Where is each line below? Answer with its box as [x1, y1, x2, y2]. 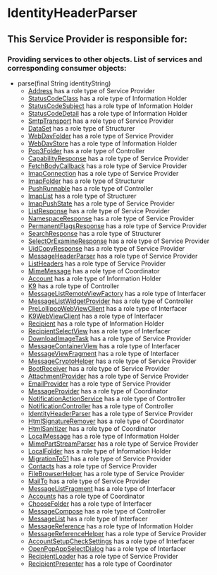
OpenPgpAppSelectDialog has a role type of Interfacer [27, 544, 187, 552]
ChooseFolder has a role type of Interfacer [27, 499, 152, 508]
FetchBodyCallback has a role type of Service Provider [27, 161, 187, 170]
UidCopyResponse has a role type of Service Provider [27, 244, 185, 252]
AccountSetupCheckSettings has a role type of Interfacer [27, 537, 195, 545]
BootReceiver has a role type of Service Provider [27, 364, 170, 372]
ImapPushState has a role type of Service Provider [27, 199, 175, 208]
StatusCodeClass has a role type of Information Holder [27, 94, 187, 102]
